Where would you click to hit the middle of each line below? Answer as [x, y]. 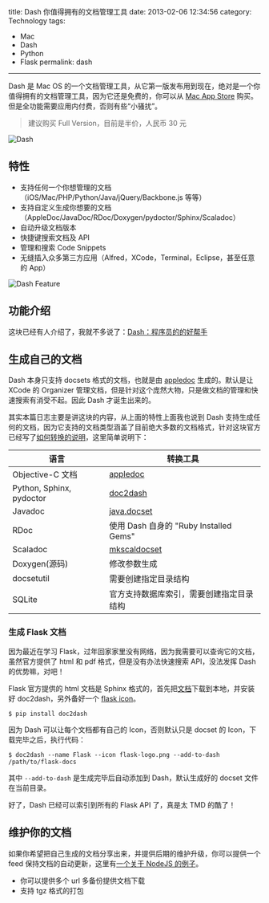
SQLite [25, 600]
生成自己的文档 [45, 360]
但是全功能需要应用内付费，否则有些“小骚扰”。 [85, 106]
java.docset [131, 511]
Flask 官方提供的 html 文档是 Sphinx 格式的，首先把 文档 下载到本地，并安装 [131, 688]
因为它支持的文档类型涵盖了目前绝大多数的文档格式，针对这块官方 [152, 427]
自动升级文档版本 [48, 227]
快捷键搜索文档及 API [55, 237]
